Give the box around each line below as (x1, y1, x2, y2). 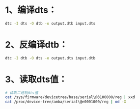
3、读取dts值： (5, 74, 67, 85)
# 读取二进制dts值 (5, 90, 38, 95)
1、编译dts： (5, 4, 57, 16)
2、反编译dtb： (5, 39, 68, 50)
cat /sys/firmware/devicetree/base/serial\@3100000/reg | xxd (5, 95, 135, 100)
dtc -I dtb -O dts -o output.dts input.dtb (5, 55, 96, 60)
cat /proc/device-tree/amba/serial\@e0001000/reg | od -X (5, 99, 126, 105)
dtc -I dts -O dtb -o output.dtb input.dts (5, 21, 96, 26)
